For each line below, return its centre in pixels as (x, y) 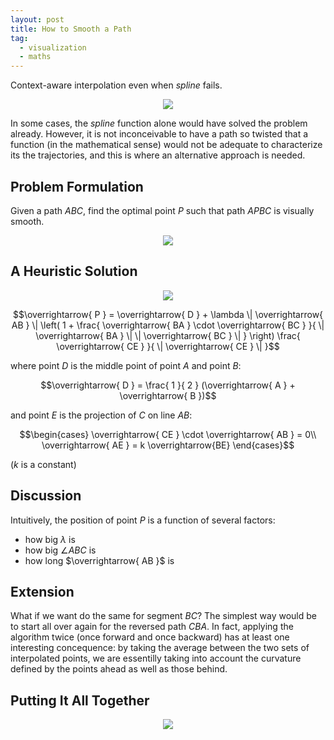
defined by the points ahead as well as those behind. (119, 669)
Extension (42, 591)
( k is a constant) (43, 464)
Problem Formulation (77, 186)
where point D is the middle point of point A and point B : (126, 365)
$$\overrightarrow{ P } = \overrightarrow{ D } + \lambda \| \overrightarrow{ (168, 314)
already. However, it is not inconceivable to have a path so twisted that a (159, 134)
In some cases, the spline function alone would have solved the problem (159, 123)
